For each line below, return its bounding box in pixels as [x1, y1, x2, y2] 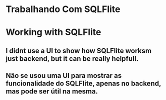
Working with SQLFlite [6, 27, 101, 38]
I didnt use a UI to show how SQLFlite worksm [6, 46, 152, 55]
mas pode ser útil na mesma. [6, 87, 98, 96]
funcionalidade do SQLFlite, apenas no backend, [6, 79, 161, 88]
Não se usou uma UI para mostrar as [6, 71, 122, 80]
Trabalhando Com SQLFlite [6, 4, 121, 15]
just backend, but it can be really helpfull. [6, 54, 139, 63]
